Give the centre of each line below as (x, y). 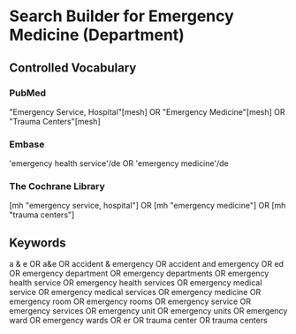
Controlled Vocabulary (73, 68)
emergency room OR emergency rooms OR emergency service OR (130, 301)
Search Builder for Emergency (121, 16)
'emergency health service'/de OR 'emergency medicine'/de (119, 163)
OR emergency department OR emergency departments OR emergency (139, 273)
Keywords (38, 243)
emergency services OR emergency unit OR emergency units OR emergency (148, 311)
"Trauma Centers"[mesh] (55, 121)
